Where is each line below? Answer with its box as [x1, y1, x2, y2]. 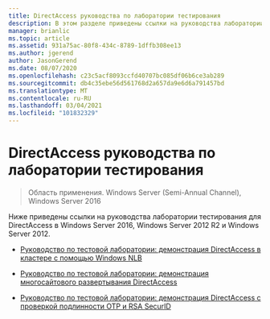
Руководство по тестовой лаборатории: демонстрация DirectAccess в [19, 244, 261, 254]
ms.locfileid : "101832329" [8, 110, 99, 118]
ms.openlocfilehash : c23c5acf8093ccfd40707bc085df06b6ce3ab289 [8, 72, 225, 80]
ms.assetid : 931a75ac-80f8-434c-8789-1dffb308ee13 [8, 42, 182, 50]
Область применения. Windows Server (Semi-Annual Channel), [27, 187, 242, 197]
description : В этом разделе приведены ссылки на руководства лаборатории [8, 19, 264, 27]
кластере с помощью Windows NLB [19, 253, 143, 263]
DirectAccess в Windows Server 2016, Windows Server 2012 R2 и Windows [8, 220, 260, 230]
